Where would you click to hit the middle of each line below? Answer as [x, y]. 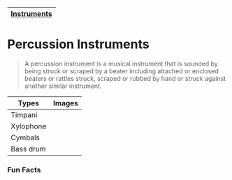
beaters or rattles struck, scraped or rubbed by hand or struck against [125, 78]
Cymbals [25, 137]
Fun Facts [24, 170]
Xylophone [29, 126]
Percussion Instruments [78, 44]
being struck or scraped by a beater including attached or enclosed [121, 71]
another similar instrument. [63, 86]
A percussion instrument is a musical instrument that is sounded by [121, 63]
